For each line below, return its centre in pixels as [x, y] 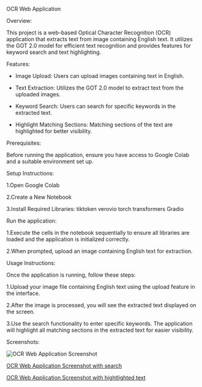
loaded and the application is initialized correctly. [68, 239]
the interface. [23, 293]
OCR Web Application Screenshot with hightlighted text [76, 377]
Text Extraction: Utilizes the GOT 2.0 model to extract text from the [99, 88]
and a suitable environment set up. [50, 161]
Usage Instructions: [31, 263]
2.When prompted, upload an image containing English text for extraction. [99, 251]
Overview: [19, 21]
